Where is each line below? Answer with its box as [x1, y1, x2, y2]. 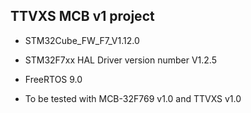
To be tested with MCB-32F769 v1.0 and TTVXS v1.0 [24, 92, 242, 104]
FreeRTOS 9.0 [24, 73, 83, 85]
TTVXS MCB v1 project [10, 8, 155, 25]
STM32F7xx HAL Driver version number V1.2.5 [24, 54, 218, 66]
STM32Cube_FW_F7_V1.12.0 [24, 34, 140, 46]
